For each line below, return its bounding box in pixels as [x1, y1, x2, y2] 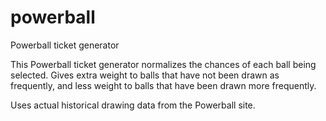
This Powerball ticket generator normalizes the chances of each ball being [10, 58, 317, 70]
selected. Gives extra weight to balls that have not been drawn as [10, 69, 280, 81]
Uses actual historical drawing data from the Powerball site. [10, 99, 256, 111]
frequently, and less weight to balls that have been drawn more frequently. [10, 79, 317, 91]
